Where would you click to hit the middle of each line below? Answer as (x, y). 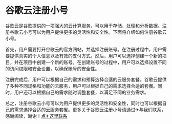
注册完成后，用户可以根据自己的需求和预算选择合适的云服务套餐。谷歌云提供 (86, 79)
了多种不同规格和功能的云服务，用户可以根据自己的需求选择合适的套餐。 (81, 86)
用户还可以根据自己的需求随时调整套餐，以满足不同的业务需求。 (81, 92)
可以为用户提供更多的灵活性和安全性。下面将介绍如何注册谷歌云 (99, 32)
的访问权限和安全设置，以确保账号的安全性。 (52, 68)
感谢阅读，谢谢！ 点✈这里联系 (36, 116)
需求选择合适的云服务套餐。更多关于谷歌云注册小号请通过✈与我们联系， (90, 109)
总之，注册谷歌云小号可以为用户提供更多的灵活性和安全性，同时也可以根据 (84, 103)
